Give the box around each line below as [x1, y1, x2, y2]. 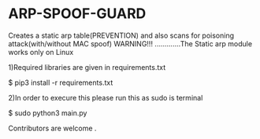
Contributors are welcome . [8, 123, 97, 133]
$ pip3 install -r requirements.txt [8, 78, 113, 87]
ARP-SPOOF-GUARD [8, 5, 147, 23]
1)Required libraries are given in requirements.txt [8, 62, 166, 71]
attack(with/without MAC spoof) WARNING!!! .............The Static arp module [8, 38, 253, 48]
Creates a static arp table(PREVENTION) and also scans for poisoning [8, 31, 235, 40]
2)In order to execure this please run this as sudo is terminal [8, 93, 203, 102]
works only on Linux [8, 47, 74, 57]
